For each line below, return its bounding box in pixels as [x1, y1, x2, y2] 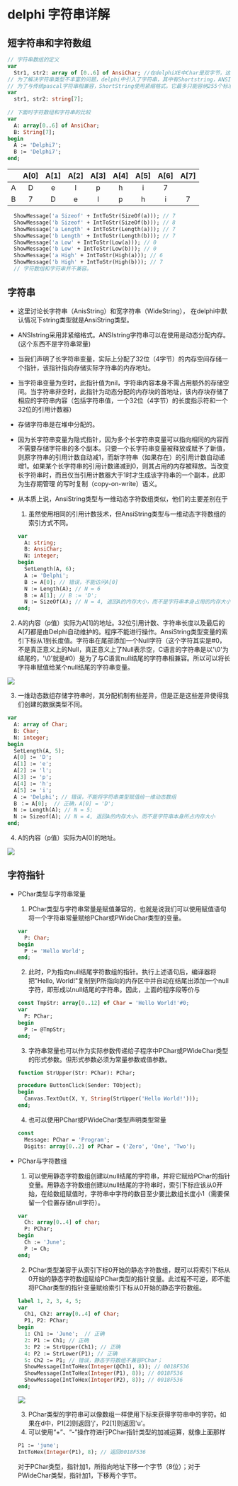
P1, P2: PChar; [24, 1317, 69, 1324]
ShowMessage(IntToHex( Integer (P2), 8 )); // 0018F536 [24, 1376, 183, 1384]
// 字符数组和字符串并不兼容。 [13, 265, 92, 272]
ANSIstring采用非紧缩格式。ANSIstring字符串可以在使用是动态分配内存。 [17, 330, 229, 339]
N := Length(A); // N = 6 [24, 585, 101, 592]
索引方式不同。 [28, 518, 72, 527]
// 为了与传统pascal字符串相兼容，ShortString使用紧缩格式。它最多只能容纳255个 [7, 82, 223, 89]
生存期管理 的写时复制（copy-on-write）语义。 [23, 479, 161, 488]
